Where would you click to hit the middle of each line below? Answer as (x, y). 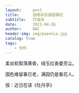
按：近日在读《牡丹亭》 (30, 85)
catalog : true (20, 39)
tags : (11, 43)
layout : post (24, 10)
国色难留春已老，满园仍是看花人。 (41, 74)
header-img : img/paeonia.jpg (36, 34)
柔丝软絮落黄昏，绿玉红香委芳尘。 (41, 63)
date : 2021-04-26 (31, 24)
